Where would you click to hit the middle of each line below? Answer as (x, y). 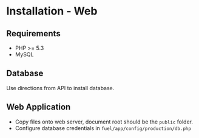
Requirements (33, 34)
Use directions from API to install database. (60, 88)
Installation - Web (52, 11)
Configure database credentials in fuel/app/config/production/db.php (103, 128)
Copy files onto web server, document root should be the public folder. (104, 122)
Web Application (39, 107)
